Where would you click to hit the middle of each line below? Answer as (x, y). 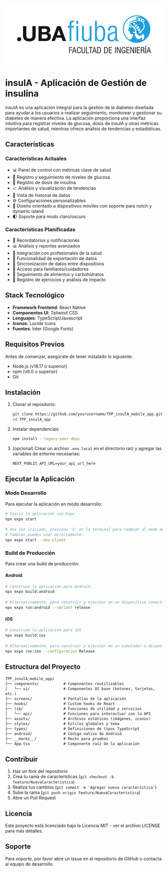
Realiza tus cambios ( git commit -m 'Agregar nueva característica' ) (84, 787)
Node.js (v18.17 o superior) (40, 366)
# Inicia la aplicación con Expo (40, 513)
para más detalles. (24, 830)
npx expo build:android (30, 592)
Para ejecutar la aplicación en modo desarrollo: (54, 504)
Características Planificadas (40, 229)
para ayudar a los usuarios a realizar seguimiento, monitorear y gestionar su (83, 113)
